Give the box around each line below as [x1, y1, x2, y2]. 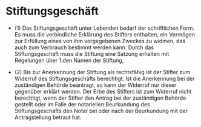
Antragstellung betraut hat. [14, 114, 82, 121]
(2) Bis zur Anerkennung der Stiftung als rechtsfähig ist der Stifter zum [14, 68, 191, 75]
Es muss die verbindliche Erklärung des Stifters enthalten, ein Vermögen [14, 30, 195, 38]
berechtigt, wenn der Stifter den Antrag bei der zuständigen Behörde [14, 94, 186, 101]
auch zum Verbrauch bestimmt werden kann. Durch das [14, 44, 154, 51]
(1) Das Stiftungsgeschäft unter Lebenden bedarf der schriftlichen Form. [14, 24, 195, 32]
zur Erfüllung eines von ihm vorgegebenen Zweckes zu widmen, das [14, 37, 186, 44]
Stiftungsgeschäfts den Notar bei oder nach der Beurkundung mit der [14, 107, 188, 114]
